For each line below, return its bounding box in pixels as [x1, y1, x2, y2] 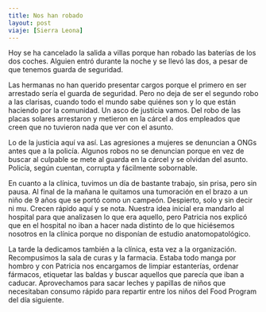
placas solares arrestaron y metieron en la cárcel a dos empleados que [8, 114, 241, 124]
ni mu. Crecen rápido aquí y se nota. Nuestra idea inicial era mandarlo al [8, 204, 245, 214]
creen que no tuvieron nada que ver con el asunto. [8, 122, 174, 132]
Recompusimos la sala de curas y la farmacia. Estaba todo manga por [8, 253, 237, 263]
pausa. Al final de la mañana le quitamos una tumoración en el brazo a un [8, 187, 249, 197]
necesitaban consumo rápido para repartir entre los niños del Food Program [8, 287, 257, 296]
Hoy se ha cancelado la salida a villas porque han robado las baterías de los [8, 48, 256, 58]
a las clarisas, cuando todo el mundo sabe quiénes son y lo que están [8, 97, 237, 107]
